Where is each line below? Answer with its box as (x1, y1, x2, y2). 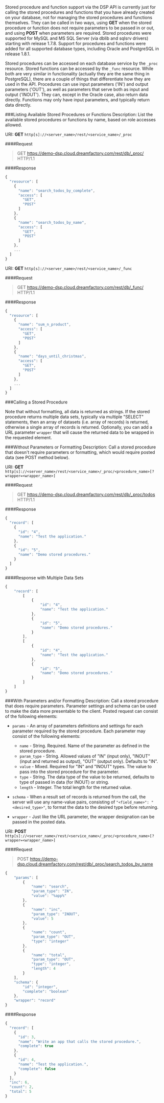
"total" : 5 (9, 1089, 32, 1094)
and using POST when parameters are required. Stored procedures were (5, 30, 152, 36)
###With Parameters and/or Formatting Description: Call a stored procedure (5, 698, 159, 704)
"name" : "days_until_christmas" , (18, 354, 87, 359)
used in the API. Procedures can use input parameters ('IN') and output (5, 81, 148, 87)
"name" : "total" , (31, 952, 67, 958)
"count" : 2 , (9, 1084, 34, 1090)
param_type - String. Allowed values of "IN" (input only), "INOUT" (19, 753, 150, 759)
